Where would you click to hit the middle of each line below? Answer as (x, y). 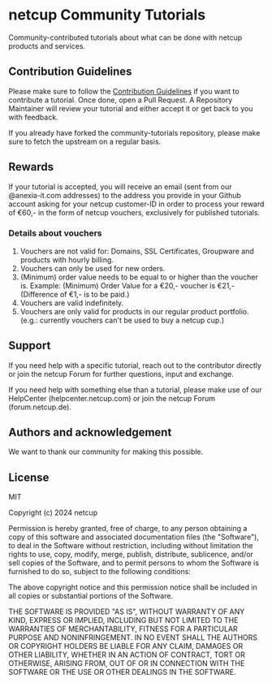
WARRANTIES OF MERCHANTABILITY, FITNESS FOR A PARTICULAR (123, 629)
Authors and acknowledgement (90, 432)
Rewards (31, 167)
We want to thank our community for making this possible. (106, 452)
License (29, 477)
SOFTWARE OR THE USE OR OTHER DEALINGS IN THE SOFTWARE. (122, 672)
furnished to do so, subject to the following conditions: (99, 572)
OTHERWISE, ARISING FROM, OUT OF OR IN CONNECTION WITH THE (127, 664)
